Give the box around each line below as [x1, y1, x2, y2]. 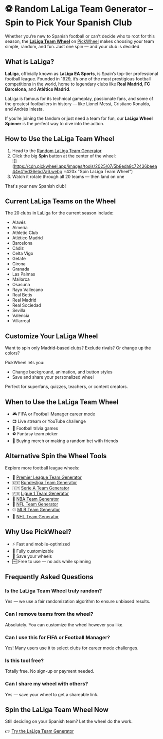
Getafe [12, 256, 26, 262]
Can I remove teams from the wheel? [5, 611, 93, 618]
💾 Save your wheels [12, 553, 52, 559]
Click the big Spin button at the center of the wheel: [12, 153, 116, 158]
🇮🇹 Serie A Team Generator [12, 485, 70, 491]
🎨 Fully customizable [12, 548, 54, 554]
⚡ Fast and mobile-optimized [12, 541, 70, 547]
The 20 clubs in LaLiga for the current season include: [5, 210, 114, 216]
